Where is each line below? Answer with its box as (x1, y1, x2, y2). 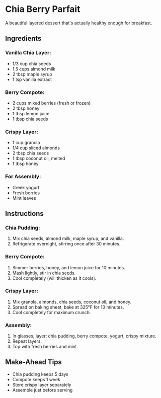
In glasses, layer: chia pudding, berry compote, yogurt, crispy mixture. (12, 333, 157, 339)
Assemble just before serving (12, 387, 73, 393)
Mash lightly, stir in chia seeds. (12, 270, 76, 276)
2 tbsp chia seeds (12, 150, 49, 156)
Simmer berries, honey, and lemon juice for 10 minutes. (12, 264, 125, 270)
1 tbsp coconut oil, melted (12, 156, 66, 161)
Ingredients (5, 34, 42, 43)
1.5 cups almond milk (12, 66, 56, 72)
